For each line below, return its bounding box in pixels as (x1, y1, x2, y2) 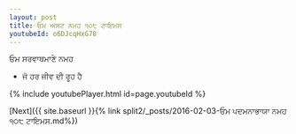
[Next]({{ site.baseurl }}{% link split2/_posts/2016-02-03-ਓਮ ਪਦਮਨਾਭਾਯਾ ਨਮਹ (9, 106, 287, 116)
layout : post (9, 12, 58, 22)
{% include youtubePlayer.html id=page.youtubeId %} (9, 89, 206, 100)
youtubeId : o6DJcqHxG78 (9, 29, 97, 38)
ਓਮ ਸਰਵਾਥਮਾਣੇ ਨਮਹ (9, 54, 74, 64)
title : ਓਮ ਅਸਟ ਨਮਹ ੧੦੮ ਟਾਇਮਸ (9, 21, 122, 30)
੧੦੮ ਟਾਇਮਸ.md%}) (9, 115, 78, 126)
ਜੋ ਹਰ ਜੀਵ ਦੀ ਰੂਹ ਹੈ (21, 71, 82, 82)
